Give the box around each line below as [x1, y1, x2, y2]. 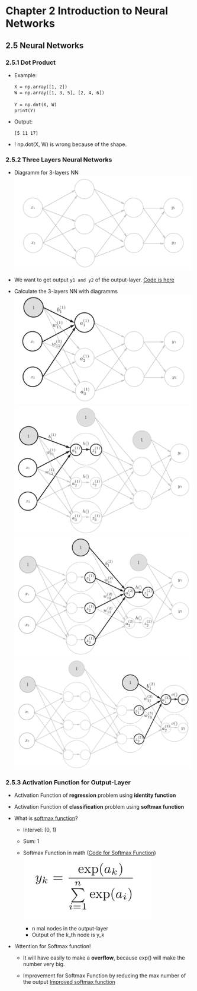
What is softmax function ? [14, 815, 78, 822]
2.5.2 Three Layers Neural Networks [5, 156, 112, 164]
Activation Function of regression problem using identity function [14, 791, 176, 799]
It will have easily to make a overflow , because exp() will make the [22, 954, 185, 961]
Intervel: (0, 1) [22, 827, 57, 834]
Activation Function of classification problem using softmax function [14, 803, 185, 810]
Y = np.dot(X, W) [14, 102, 57, 107]
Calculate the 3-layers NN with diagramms [14, 287, 118, 295]
